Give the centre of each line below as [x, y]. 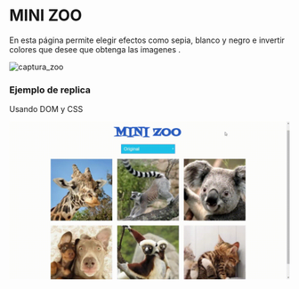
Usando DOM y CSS [46, 109]
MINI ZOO [46, 16]
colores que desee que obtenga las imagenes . [95, 49]
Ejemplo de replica [50, 90]
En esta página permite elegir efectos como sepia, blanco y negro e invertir [147, 40]
